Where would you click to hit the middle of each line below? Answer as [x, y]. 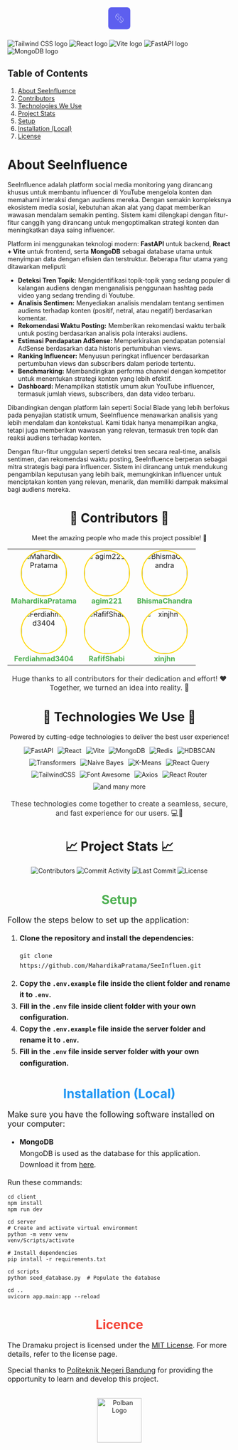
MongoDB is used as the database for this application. [110, 1153]
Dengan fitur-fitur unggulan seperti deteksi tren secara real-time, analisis [114, 451]
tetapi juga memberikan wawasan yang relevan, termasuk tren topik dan [113, 430]
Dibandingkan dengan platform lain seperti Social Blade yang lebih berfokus [118, 407]
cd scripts [23, 1271]
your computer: [36, 1124]
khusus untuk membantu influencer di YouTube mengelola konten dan [110, 192]
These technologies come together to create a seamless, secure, [119, 804]
